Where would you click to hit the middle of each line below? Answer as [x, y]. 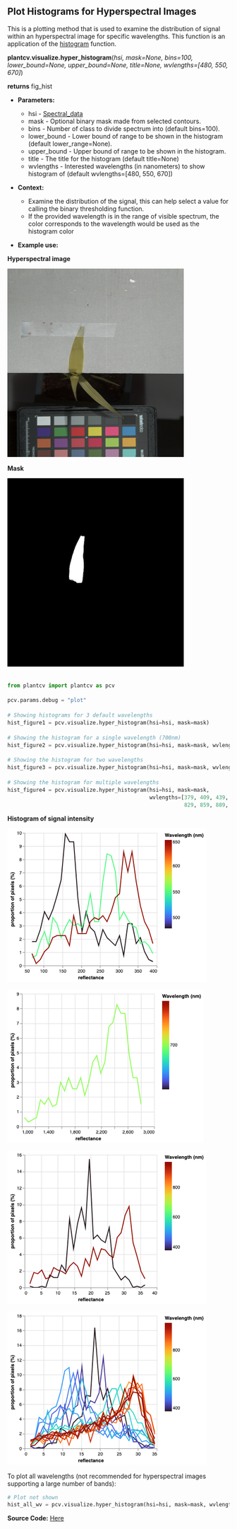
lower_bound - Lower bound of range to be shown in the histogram [126, 136]
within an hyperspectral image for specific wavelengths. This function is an [116, 36]
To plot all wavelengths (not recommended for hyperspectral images [107, 1476]
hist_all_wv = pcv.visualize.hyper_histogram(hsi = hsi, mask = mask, [107, 1505]
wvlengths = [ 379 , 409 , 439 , [189, 797]
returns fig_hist [30, 86]
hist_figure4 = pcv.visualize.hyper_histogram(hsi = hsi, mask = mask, [109, 790]
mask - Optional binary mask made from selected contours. [115, 121]
